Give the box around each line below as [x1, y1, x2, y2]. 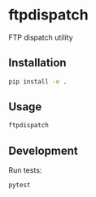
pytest [8, 181, 31, 190]
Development [8, 143, 79, 157]
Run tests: [8, 165, 42, 175]
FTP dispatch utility [8, 32, 73, 42]
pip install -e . [8, 77, 68, 86]
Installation [8, 56, 67, 70]
